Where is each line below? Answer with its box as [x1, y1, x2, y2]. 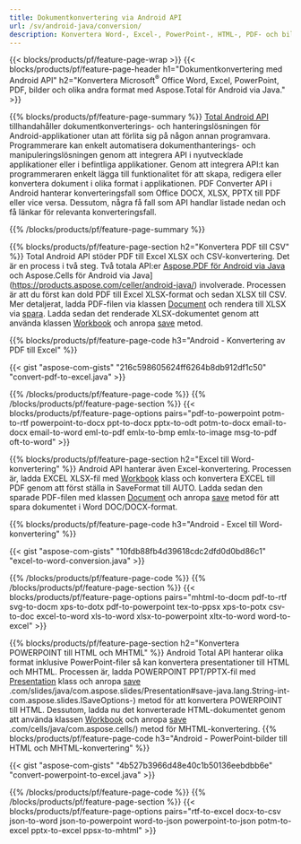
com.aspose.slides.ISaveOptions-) [9, 695, 136, 706]
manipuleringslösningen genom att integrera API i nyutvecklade [9, 150, 244, 161]
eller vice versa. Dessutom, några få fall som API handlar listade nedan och [9, 197, 287, 208]
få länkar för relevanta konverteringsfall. [9, 207, 157, 218]
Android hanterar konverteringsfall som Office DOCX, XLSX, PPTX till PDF [9, 187, 281, 198]
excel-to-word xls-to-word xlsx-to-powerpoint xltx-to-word [36, 611, 256, 622]
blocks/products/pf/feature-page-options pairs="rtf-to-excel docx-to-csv [9, 806, 281, 817]
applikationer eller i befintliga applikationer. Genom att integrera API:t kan [9, 159, 279, 170]
